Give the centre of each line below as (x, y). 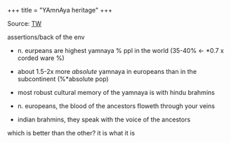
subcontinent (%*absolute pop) (63, 79)
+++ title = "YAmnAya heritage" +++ (60, 10)
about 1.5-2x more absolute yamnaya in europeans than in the (107, 71)
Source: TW (25, 23)
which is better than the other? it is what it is (71, 133)
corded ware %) (41, 58)
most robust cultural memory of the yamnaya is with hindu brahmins (116, 92)
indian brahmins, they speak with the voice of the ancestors (104, 119)
